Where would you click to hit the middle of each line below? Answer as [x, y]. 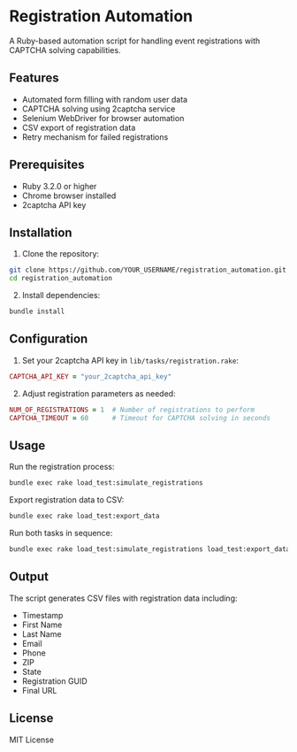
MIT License [32, 740]
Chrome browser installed [69, 196]
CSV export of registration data [79, 127]
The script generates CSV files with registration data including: [123, 598]
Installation [41, 232]
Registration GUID [55, 681]
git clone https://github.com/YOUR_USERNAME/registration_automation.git [148, 270]
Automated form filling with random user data [105, 99]
